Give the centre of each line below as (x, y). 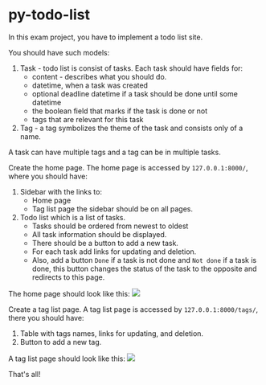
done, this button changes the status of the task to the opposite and (144, 268)
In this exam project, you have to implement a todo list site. (106, 37)
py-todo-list (49, 15)
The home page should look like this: (69, 293)
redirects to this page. (68, 277)
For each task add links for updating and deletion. (114, 252)
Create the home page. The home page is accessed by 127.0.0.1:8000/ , (128, 167)
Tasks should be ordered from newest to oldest (110, 226)
